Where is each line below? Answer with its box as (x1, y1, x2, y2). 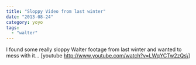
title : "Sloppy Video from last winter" (6, 8, 106, 15)
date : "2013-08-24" (6, 14, 54, 20)
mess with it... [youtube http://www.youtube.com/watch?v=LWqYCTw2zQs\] (6, 52, 190, 59)
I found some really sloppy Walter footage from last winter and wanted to (6, 46, 182, 53)
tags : (6, 24, 19, 31)
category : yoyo (6, 19, 43, 25)
